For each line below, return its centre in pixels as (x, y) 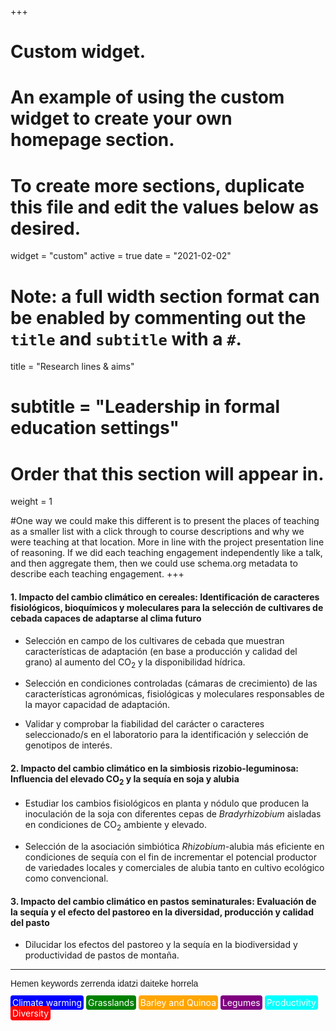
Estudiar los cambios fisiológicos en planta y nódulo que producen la (167, 803)
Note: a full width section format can (165, 296)
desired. (45, 228)
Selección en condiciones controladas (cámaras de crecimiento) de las (171, 683)
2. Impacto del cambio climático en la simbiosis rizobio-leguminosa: (155, 768)
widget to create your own (121, 118)
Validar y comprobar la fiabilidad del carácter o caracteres (144, 724)
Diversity (31, 1013)
